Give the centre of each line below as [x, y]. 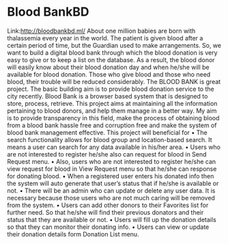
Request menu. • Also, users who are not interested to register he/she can [112, 161]
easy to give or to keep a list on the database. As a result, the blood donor [111, 59]
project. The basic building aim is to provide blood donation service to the [111, 89]
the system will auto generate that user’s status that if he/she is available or [113, 183]
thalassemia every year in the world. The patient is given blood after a [105, 38]
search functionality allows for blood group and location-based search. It [110, 139]
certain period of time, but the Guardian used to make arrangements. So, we [114, 45]
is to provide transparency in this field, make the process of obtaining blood [113, 118]
